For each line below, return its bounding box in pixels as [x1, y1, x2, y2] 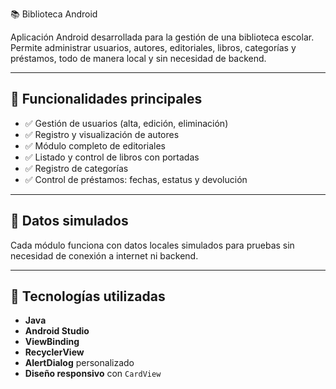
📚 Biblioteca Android [10, 8, 98, 20]
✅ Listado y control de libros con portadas [24, 151, 200, 163]
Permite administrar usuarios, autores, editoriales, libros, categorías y [10, 42, 297, 53]
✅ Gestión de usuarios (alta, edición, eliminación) [24, 117, 229, 129]
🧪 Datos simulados [10, 213, 129, 230]
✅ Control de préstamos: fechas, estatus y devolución [24, 173, 248, 185]
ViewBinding [24, 336, 80, 348]
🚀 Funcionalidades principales [10, 91, 203, 108]
